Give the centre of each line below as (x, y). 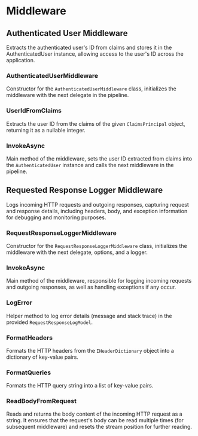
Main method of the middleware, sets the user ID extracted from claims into (99, 158)
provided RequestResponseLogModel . (49, 322)
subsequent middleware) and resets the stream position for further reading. (99, 427)
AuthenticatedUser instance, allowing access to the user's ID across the (95, 54)
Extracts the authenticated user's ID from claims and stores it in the (89, 47)
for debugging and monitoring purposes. (56, 217)
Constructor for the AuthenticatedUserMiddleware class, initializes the (91, 89)
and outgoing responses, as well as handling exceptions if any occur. (91, 287)
